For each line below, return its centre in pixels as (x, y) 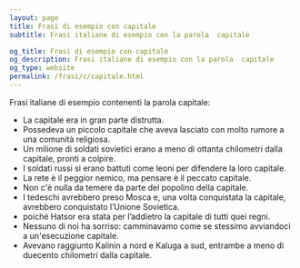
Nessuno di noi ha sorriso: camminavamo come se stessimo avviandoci (156, 226)
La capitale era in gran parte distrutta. (93, 120)
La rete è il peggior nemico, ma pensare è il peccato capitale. (137, 177)
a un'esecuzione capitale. (71, 235)
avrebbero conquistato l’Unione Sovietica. (101, 206)
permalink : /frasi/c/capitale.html (77, 77)
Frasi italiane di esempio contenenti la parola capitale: (110, 102)
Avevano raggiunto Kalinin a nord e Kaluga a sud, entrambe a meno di (153, 245)
